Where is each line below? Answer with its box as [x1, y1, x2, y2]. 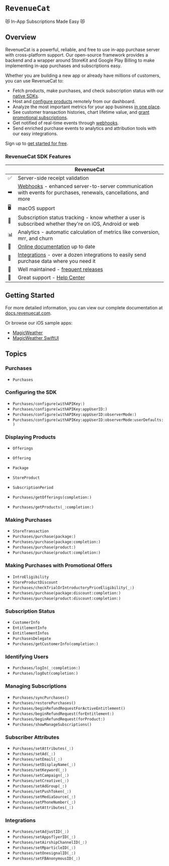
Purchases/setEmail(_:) [12, 757, 63, 762]
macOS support [18, 205, 55, 212]
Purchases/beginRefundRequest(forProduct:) [12, 716, 106, 721]
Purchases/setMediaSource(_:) [12, 794, 76, 799]
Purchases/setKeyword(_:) [12, 767, 67, 772]
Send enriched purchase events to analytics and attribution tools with [12, 125, 157, 131]
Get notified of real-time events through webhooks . [12, 120, 119, 126]
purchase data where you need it [18, 258, 96, 265]
